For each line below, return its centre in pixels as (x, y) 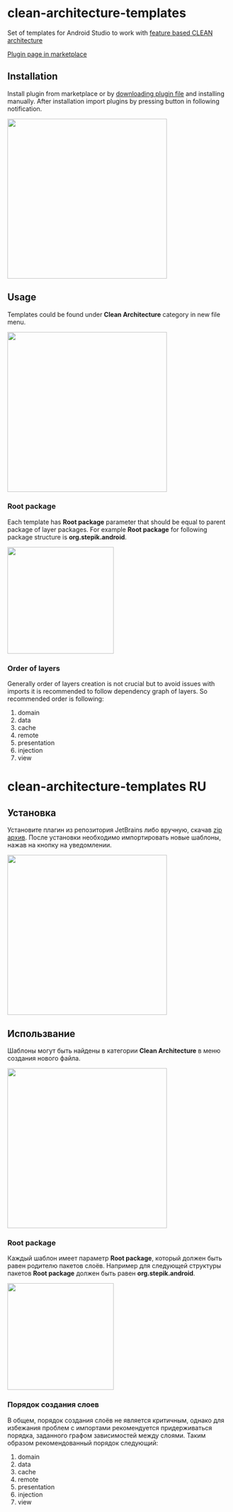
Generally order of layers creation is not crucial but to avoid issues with (111, 684)
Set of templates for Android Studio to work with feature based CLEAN (110, 33)
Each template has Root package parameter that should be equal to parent (116, 522)
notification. (25, 109)
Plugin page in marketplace (47, 54)
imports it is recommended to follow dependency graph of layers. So (107, 692)
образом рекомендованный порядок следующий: (83, 1443)
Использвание (41, 1033)
